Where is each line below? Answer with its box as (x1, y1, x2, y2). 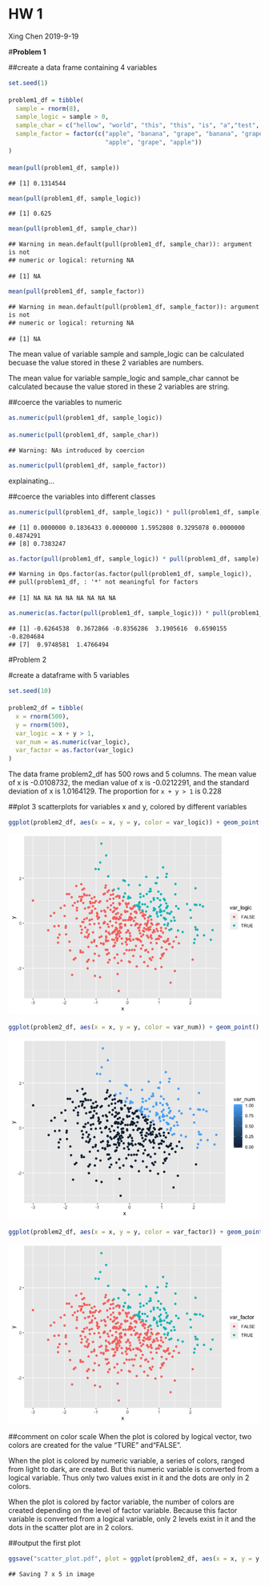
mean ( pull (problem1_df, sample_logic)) (8, 194, 142, 202)
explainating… (8, 475, 54, 486)
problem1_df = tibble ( (8, 96, 84, 104)
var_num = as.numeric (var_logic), (15, 738, 130, 746)
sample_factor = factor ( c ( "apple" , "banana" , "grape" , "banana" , (15, 130, 239, 138)
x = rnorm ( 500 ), (15, 712, 70, 720)
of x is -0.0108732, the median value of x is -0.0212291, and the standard (8, 778, 250, 788)
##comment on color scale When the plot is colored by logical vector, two (8, 1431, 252, 1441)
